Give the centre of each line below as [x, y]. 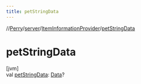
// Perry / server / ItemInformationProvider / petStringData [71, 28]
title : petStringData [32, 11]
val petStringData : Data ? [35, 75]
